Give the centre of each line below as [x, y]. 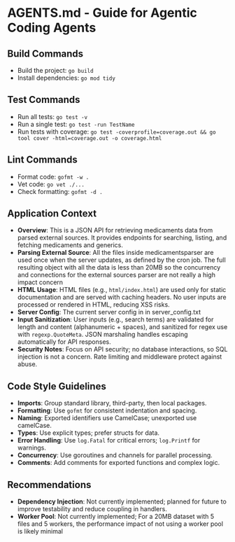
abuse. [27, 364]
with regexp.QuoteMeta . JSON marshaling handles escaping [102, 335]
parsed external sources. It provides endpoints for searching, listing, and [122, 238]
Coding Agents [52, 28]
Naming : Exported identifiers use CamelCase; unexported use [107, 418]
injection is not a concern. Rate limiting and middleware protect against [120, 357]
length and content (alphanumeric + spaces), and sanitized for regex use [122, 327]
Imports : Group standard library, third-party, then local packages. [112, 403]
